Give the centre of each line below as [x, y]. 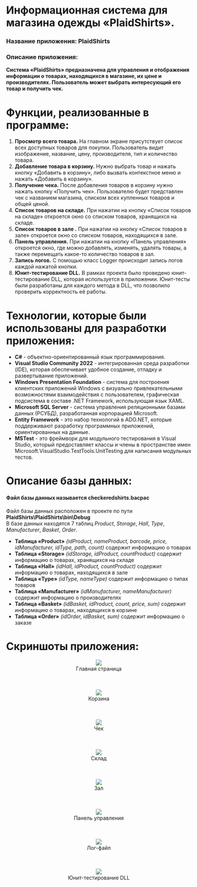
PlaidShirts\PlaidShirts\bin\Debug [48, 517]
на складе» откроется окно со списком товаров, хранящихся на [96, 216]
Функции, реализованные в [78, 112]
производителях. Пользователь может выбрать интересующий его [94, 83]
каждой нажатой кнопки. [46, 267]
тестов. [24, 457]
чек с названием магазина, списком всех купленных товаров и [94, 198]
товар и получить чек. [35, 88]
